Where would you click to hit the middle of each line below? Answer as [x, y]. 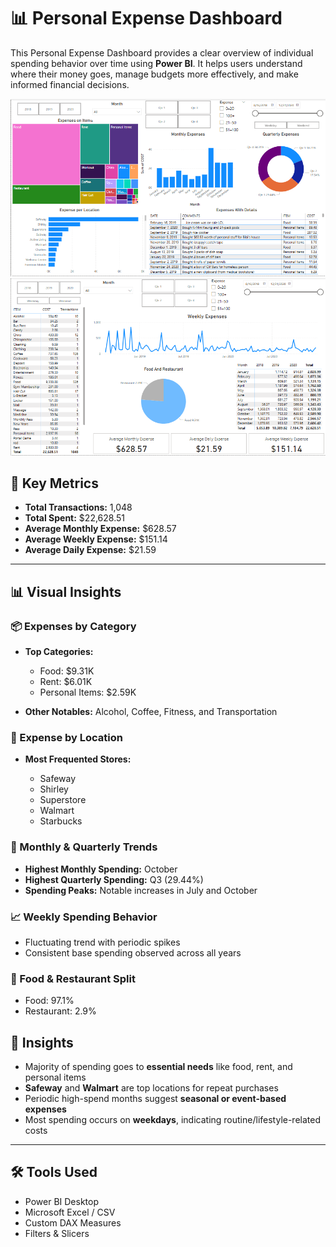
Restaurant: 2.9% [60, 1011]
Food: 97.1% [49, 1001]
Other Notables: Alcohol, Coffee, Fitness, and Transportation [151, 711]
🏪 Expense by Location [67, 737]
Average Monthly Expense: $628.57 [100, 529]
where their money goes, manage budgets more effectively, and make [154, 74]
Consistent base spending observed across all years [133, 952]
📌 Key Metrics [54, 483]
